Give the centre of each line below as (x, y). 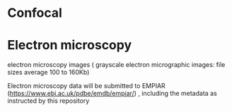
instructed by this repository (48, 101)
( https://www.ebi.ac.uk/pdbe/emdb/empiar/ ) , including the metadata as (112, 94)
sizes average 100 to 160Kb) (48, 73)
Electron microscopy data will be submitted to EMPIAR (87, 86)
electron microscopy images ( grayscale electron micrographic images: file (116, 65)
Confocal (35, 13)
